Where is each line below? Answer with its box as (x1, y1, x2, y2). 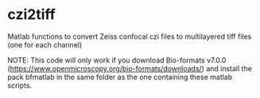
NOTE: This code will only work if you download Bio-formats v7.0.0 (7, 55, 227, 65)
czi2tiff (7, 6, 56, 24)
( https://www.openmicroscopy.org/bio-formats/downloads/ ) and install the (7, 63, 252, 73)
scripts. (7, 81, 33, 90)
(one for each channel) (7, 40, 83, 49)
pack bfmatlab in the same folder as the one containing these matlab (7, 72, 233, 81)
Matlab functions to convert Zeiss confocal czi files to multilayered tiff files (7, 32, 252, 41)
